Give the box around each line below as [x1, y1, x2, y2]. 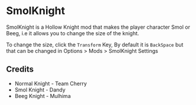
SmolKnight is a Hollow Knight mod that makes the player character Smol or [6, 23, 191, 31]
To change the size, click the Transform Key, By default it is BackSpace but [6, 41, 184, 48]
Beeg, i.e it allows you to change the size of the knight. [6, 29, 139, 36]
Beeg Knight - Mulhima [14, 92, 71, 99]
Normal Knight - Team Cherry [14, 80, 87, 87]
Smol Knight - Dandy [14, 86, 66, 93]
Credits [6, 65, 34, 74]
